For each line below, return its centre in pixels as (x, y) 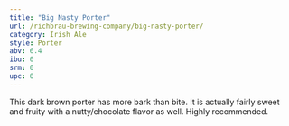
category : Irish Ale (48, 34)
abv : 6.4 (26, 51)
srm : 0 (22, 68)
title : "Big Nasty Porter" (60, 18)
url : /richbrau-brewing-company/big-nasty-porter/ (107, 26)
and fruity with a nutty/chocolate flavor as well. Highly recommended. (139, 111)
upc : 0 (22, 76)
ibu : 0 (22, 59)
